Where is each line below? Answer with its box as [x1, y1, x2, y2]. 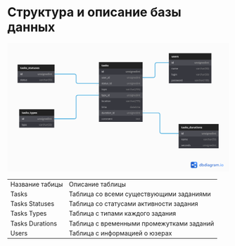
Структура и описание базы [7, 4, 182, 20]
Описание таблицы [69, 180, 127, 188]
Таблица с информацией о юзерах [69, 228, 172, 237]
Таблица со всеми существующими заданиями [69, 190, 211, 198]
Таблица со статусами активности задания [69, 199, 198, 208]
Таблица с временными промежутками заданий [69, 219, 215, 228]
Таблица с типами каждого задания [69, 209, 177, 218]
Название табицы [10, 180, 63, 188]
